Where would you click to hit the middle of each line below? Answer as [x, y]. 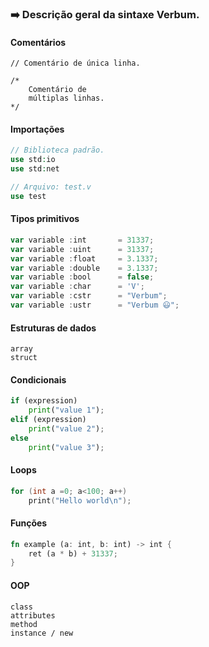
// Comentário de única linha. [75, 63]
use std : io [33, 160]
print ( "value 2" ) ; [66, 428]
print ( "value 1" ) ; [66, 410]
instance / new [42, 633]
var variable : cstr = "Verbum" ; [89, 296]
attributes [33, 615]
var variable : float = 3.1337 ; [84, 258]
